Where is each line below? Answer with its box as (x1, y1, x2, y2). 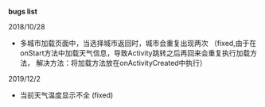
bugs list (8, 7, 38, 16)
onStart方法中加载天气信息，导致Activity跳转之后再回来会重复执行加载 (19, 48, 251, 58)
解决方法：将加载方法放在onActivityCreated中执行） (35, 59, 207, 67)
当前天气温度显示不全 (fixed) (19, 90, 114, 100)
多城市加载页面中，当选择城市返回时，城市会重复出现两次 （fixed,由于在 (19, 39, 257, 48)
